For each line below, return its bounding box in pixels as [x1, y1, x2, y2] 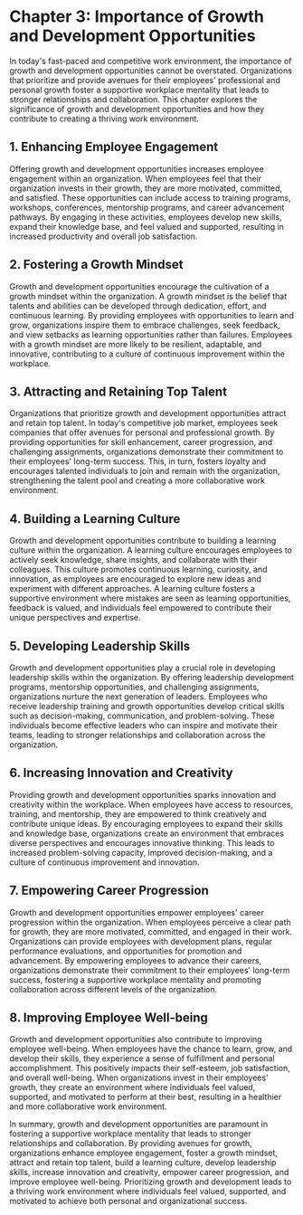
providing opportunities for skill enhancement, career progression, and [9, 437, 273, 448]
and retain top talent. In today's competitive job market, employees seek [9, 418, 279, 429]
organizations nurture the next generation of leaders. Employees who [9, 691, 269, 702]
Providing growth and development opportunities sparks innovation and [9, 789, 277, 800]
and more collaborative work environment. [9, 1101, 167, 1112]
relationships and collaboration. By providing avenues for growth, [9, 1138, 253, 1149]
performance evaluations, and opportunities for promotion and [9, 945, 242, 956]
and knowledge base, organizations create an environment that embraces [9, 828, 285, 839]
